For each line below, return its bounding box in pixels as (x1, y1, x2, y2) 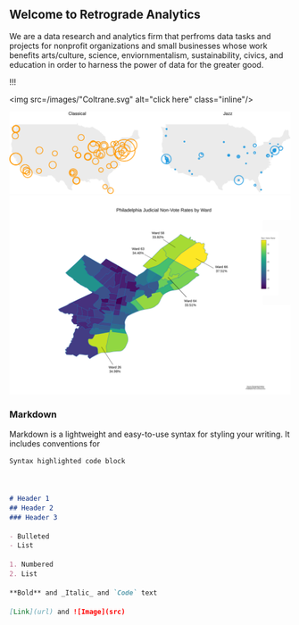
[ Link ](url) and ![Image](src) (9, 607, 126, 616)
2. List (9, 570, 38, 579)
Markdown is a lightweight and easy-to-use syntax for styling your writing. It (9, 429, 290, 439)
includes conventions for (9, 437, 101, 449)
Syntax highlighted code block (9, 456, 126, 465)
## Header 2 (9, 504, 54, 512)
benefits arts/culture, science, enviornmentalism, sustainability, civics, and (9, 49, 284, 61)
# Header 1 (9, 495, 50, 504)
